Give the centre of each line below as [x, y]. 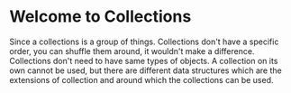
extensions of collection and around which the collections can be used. [141, 79]
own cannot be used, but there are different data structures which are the [145, 70]
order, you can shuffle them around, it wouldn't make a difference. [132, 51]
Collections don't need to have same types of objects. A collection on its [144, 60]
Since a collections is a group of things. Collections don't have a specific [144, 42]
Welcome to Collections [100, 17]
